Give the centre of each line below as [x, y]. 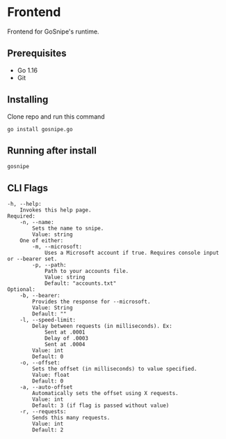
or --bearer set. [32, 259]
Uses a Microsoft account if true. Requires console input [131, 253]
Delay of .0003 [66, 338]
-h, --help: [24, 204]
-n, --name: [37, 223]
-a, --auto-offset [46, 387]
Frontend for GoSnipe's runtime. [53, 31]
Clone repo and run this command [56, 117]
